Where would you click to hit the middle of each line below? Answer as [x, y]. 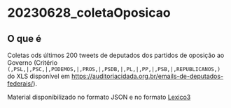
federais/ [20, 84]
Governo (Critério [33, 63]
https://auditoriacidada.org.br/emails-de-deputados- [147, 76]
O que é [24, 39]
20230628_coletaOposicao [89, 13]
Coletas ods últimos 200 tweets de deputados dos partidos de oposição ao [116, 55]
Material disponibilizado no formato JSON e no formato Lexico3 [99, 97]
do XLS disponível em [38, 76]
